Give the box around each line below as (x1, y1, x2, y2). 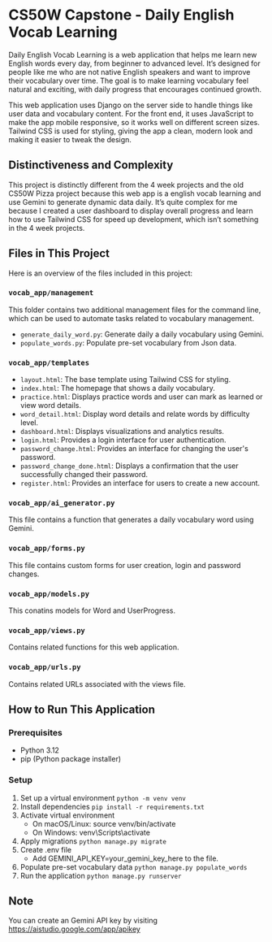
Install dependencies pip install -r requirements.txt (19, 801, 205, 811)
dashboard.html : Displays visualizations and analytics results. (19, 427, 225, 436)
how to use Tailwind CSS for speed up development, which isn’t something (8, 214, 259, 224)
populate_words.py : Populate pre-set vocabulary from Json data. (19, 337, 237, 347)
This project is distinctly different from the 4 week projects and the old (8, 180, 244, 189)
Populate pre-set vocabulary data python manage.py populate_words (19, 862, 248, 871)
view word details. (19, 401, 81, 410)
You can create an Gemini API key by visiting (8, 916, 158, 926)
